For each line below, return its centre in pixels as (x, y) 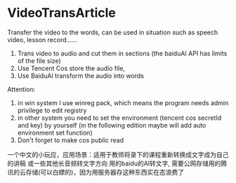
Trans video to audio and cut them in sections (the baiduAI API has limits (122, 53)
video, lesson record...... (42, 39)
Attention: (21, 89)
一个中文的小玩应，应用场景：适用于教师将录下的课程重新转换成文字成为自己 (118, 154)
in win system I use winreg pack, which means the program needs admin (123, 102)
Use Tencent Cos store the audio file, (71, 68)
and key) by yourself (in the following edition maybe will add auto (112, 125)
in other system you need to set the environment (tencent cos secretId (119, 118)
